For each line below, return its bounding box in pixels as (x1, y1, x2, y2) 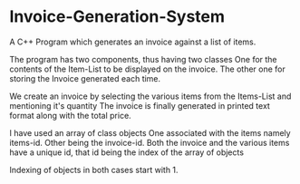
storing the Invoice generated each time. (9, 73, 161, 83)
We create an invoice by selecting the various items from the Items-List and (9, 91, 292, 102)
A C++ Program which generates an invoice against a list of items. (9, 36, 256, 47)
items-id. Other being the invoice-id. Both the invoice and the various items (9, 137, 290, 148)
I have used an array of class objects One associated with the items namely (9, 127, 292, 138)
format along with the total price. (9, 110, 131, 121)
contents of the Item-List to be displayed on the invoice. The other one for (9, 63, 285, 74)
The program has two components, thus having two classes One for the (9, 53, 278, 64)
